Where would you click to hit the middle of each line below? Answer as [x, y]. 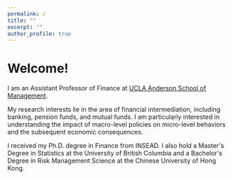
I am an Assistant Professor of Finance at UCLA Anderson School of [107, 88]
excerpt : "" [25, 27]
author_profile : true [39, 34]
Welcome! [38, 69]
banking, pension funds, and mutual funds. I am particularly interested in [114, 117]
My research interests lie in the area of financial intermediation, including [114, 110]
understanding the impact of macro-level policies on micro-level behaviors [116, 125]
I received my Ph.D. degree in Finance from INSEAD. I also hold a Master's [116, 146]
